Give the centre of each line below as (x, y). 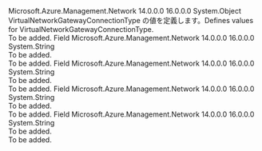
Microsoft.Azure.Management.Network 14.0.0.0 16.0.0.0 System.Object (125, 11)
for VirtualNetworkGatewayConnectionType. (81, 29)
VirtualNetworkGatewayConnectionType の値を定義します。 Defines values (131, 20)
